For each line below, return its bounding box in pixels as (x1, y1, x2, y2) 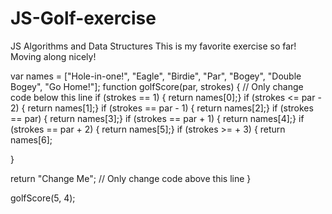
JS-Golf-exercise (10, 7, 157, 30)
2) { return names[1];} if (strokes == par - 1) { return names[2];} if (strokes (10, 102, 314, 114)
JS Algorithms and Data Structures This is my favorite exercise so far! (10, 40, 297, 52)
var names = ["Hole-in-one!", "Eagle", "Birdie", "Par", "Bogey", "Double (10, 70, 302, 82)
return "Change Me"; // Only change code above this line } (10, 172, 252, 184)
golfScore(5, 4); (10, 192, 76, 204)
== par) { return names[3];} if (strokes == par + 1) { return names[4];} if (10, 112, 305, 124)
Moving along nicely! (10, 50, 97, 62)
